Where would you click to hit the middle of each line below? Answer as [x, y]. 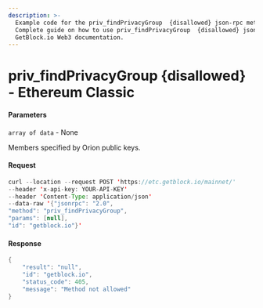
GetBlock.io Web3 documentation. [70, 37]
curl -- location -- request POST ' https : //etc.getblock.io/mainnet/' [122, 182]
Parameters [27, 115]
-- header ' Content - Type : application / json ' [80, 197]
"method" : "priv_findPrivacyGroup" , [68, 211]
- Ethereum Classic [72, 93]
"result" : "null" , [52, 267]
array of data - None [43, 132]
